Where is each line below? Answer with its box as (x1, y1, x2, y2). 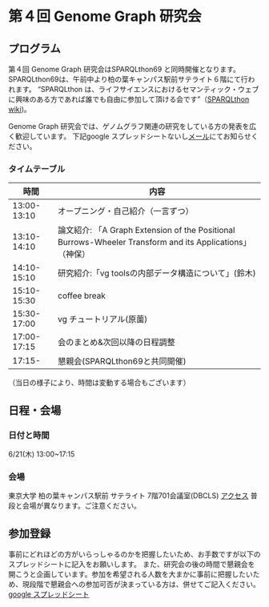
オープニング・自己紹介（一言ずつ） (57, 206, 194, 217)
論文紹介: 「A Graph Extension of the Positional (57, 225, 235, 236)
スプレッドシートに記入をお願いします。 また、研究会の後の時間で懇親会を (8, 560, 255, 569)
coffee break (57, 290, 106, 301)
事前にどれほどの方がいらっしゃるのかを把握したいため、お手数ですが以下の (8, 549, 261, 559)
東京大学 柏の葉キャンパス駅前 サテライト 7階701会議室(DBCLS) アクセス (8, 491, 249, 500)
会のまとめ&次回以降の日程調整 (57, 337, 176, 348)
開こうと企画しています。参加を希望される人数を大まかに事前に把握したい (8, 569, 254, 579)
